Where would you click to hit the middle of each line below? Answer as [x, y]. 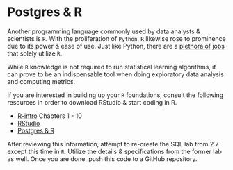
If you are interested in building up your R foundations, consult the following [115, 95]
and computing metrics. [41, 81]
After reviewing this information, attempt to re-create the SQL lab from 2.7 [113, 144]
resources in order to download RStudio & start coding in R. [92, 102]
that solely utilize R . [35, 53]
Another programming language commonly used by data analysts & [104, 31]
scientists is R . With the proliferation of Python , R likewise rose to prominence [116, 38]
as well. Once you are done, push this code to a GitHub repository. [102, 159]
